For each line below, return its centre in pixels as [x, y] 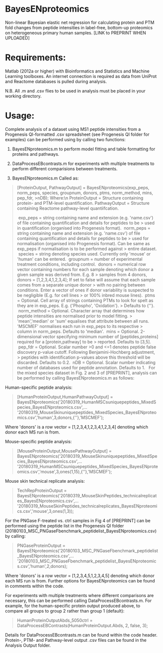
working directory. [23, 96]
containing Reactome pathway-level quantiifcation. [68, 208]
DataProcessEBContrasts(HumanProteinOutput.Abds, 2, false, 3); [82, 625]
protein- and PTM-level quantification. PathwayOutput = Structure [83, 203]
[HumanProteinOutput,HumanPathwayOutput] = [65, 397]
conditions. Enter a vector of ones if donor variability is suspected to [85, 290]
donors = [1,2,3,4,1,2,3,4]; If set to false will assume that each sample [86, 280]
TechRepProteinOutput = [42, 490]
